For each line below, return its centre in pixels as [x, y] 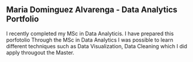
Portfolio [23, 19]
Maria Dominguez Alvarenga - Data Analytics [92, 10]
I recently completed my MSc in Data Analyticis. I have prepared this [90, 33]
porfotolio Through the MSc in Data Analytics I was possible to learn [90, 40]
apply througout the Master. [40, 52]
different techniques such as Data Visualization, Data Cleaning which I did [97, 46]
